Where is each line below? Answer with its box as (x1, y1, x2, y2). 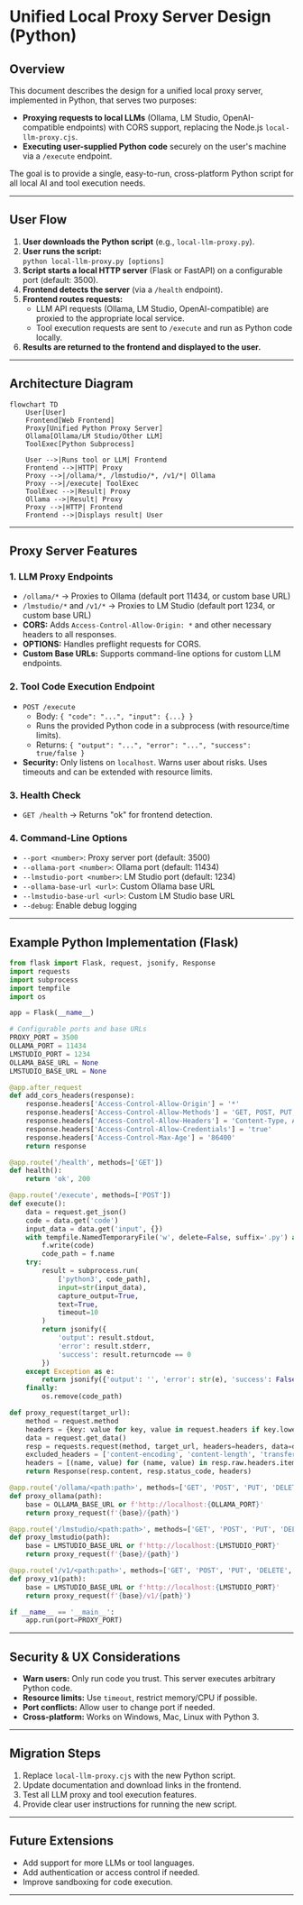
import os (9, 992, 47, 1002)
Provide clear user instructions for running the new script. (22, 1799, 237, 1809)
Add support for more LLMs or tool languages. (22, 1857, 196, 1868)
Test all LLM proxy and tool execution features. (22, 1789, 197, 1800)
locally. (35, 332, 63, 343)
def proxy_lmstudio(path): (9, 1533, 111, 1543)
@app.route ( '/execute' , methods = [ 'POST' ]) (9, 1191, 171, 1200)
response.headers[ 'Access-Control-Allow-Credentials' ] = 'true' (25, 1124, 272, 1133)
